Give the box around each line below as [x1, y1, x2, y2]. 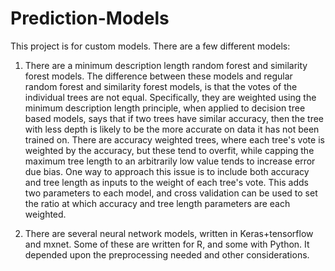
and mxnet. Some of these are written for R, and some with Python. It [24, 238, 310, 250]
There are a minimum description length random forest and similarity [24, 59, 308, 71]
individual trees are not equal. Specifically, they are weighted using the [24, 91, 317, 103]
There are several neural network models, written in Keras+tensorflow [24, 227, 314, 239]
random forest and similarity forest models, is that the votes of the [24, 80, 298, 92]
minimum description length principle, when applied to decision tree [24, 102, 306, 114]
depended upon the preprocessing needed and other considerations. [24, 248, 310, 261]
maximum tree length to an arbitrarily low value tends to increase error [24, 155, 316, 167]
